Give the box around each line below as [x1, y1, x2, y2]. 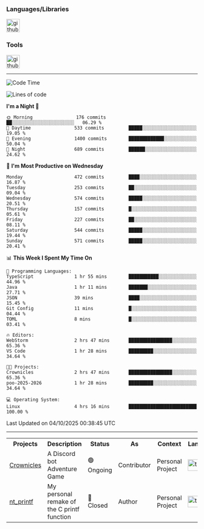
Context [157, 440, 182, 448]
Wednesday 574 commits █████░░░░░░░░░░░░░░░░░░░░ [6, 195, 197, 201]
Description [47, 440, 82, 448]
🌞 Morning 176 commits [6, 114, 106, 120]
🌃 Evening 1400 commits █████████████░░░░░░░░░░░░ [6, 136, 197, 142]
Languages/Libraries [6, 5, 69, 13]
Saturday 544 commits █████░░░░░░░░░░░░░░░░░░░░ [6, 227, 197, 233]
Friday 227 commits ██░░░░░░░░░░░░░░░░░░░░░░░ [6, 216, 197, 223]
